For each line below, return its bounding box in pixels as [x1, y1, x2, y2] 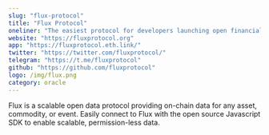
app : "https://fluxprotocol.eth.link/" [8, 42, 142, 50]
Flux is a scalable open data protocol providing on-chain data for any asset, [8, 101, 258, 110]
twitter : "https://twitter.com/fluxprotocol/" [8, 49, 167, 57]
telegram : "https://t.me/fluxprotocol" [8, 57, 142, 65]
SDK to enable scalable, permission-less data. [8, 117, 160, 127]
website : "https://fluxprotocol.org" [8, 34, 134, 42]
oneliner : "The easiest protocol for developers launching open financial [8, 26, 263, 34]
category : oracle [8, 78, 66, 86]
